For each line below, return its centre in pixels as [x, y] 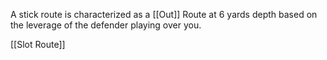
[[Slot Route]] [38, 44]
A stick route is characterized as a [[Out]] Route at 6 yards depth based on [164, 14]
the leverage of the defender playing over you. [106, 25]
